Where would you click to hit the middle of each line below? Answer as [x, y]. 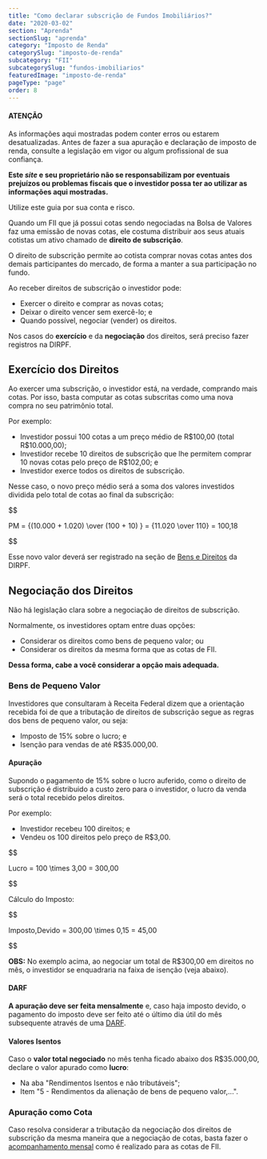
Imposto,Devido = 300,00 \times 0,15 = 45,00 [83, 930]
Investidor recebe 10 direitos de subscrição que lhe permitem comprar [135, 454]
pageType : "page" [37, 82]
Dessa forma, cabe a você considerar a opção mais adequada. [114, 665]
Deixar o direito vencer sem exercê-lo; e [86, 312]
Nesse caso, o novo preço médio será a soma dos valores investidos [122, 486]
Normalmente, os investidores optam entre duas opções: [102, 626]
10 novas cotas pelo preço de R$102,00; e [89, 462]
